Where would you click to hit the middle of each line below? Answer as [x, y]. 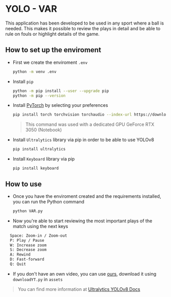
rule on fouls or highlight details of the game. [52, 34]
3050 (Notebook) [44, 130]
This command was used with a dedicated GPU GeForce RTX [90, 124]
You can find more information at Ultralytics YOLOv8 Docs [79, 289]
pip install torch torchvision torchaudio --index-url [72, 115]
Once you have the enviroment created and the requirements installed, [87, 196]
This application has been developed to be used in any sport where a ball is [85, 23]
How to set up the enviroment [53, 50]
